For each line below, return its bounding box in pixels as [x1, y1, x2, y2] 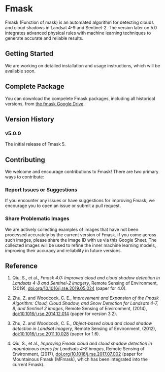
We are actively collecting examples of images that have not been [5, 226, 139, 232]
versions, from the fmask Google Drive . [5, 101, 85, 106]
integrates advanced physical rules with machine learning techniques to [5, 30, 151, 36]
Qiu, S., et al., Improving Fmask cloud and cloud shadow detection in [12, 340, 153, 347]
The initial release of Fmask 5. [5, 141, 66, 147]
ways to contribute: [5, 174, 44, 180]
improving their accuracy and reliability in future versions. [5, 247, 122, 253]
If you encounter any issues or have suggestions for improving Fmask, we [5, 198, 155, 204]
